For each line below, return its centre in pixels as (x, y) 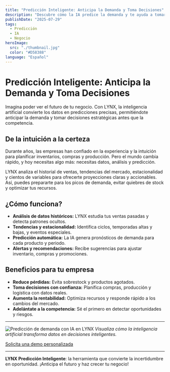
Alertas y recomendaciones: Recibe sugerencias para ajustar (77, 248)
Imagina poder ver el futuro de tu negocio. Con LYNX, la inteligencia (76, 107)
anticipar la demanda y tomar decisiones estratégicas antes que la (74, 118)
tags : (11, 24)
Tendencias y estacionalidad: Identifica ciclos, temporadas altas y (82, 227)
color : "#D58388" (28, 52)
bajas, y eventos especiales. (42, 232)
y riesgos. (23, 314)
